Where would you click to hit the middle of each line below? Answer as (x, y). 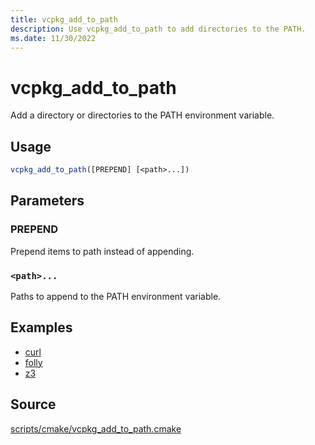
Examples (41, 327)
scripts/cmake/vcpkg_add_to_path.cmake (96, 428)
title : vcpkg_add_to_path (64, 19)
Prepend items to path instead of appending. (102, 251)
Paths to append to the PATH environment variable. (116, 296)
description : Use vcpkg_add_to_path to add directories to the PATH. (158, 29)
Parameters (47, 201)
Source (33, 404)
